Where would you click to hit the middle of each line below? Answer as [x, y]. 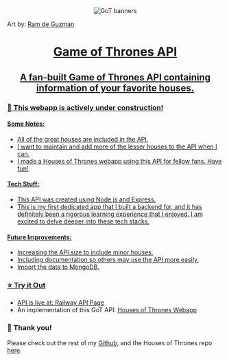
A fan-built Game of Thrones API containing [115, 77]
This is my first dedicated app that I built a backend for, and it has [109, 206]
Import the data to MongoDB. [58, 267]
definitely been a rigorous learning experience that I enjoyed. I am [110, 214]
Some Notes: [26, 124]
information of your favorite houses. [115, 88]
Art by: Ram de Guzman [41, 24]
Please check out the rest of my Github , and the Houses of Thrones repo [110, 342]
